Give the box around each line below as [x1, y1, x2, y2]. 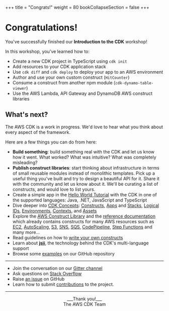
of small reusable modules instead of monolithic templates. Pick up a [12, 170, 155, 176]
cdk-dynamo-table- [115, 80, 154, 85]
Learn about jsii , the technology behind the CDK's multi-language [12, 240, 149, 246]
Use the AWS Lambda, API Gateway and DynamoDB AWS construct [12, 90, 153, 96]
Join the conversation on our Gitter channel [12, 265, 103, 271]
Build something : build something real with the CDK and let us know [12, 148, 155, 154]
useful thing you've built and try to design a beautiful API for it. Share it [12, 175, 159, 181]
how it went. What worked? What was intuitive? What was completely [12, 154, 157, 160]
